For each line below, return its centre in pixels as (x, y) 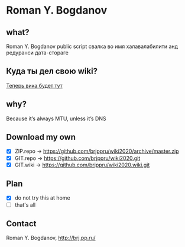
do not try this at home (42, 198)
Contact (21, 224)
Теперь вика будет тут (35, 85)
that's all (25, 204)
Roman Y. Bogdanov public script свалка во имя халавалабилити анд (92, 46)
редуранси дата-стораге (38, 53)
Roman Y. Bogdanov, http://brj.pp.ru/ (51, 238)
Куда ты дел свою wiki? (52, 71)
